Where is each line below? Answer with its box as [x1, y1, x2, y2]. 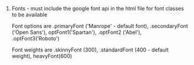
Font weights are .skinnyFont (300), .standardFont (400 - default [11, 46, 169, 53]
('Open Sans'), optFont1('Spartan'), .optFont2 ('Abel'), [11, 29, 142, 36]
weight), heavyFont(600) [11, 53, 73, 59]
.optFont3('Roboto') [11, 35, 60, 42]
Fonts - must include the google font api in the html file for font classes [11, 5, 184, 12]
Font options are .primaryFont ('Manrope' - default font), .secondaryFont [11, 23, 189, 29]
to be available [11, 11, 48, 18]
